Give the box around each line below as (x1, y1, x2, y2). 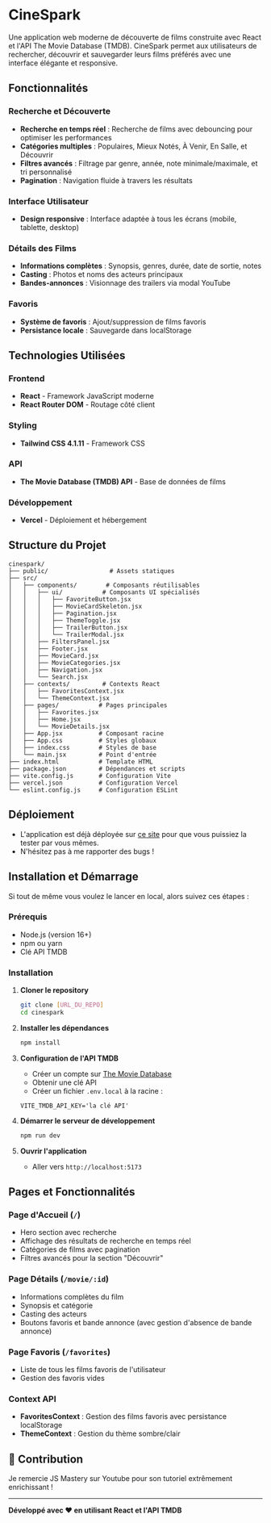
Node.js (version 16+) (19, 930, 92, 939)
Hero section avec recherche (19, 1228, 117, 1237)
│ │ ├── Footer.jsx (8, 644, 89, 653)
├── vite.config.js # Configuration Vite (8, 772, 172, 780)
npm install (19, 1039, 60, 1047)
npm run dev (19, 1132, 60, 1140)
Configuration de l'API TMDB (19, 1053, 119, 1063)
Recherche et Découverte (8, 106, 111, 117)
